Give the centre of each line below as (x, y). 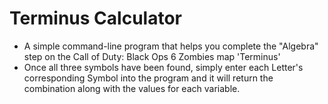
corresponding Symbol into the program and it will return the (148, 78)
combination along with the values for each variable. (132, 88)
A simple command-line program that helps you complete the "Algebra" (171, 46)
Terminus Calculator (95, 18)
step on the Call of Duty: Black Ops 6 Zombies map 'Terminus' (152, 56)
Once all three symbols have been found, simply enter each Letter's (163, 67)
